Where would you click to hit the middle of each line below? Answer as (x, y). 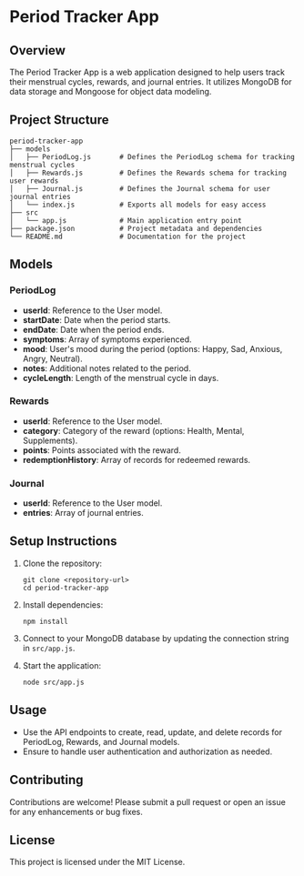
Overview (38, 50)
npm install (45, 621)
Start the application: (62, 665)
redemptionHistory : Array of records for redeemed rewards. (137, 459)
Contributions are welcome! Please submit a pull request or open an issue (148, 801)
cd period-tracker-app (66, 588)
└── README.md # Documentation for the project (128, 237)
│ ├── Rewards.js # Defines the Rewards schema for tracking (148, 173)
